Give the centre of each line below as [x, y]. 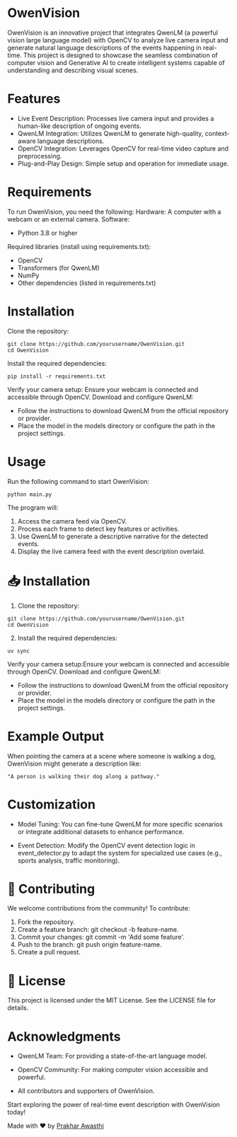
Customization [51, 804]
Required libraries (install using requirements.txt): [79, 246]
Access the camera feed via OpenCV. [72, 521]
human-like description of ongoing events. [79, 126]
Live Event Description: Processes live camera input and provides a [116, 118]
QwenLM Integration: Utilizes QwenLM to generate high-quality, [110, 133]
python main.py [30, 494]
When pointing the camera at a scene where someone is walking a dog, [112, 756]
